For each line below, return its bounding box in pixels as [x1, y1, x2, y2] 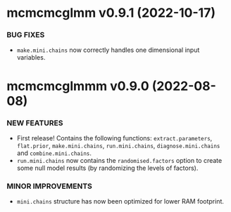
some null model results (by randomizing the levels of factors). [16, 164, 199, 172]
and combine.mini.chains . [16, 149, 92, 157]
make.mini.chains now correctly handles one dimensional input [16, 46, 200, 54]
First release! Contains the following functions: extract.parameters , [16, 133, 213, 142]
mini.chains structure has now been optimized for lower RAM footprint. [16, 197, 225, 206]
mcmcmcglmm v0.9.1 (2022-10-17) [6, 5, 216, 21]
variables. [16, 53, 46, 62]
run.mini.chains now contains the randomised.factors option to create [16, 156, 223, 164]
